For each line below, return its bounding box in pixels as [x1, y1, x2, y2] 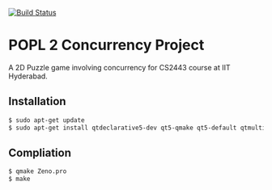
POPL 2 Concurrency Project [8, 36, 205, 54]
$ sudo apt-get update [8, 116, 85, 125]
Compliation [8, 146, 71, 159]
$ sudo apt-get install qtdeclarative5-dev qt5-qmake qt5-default [8, 124, 237, 132]
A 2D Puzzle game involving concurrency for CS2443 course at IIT [8, 62, 231, 72]
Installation [8, 95, 66, 108]
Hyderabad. [8, 71, 49, 81]
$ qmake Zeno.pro [8, 167, 67, 175]
